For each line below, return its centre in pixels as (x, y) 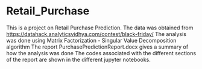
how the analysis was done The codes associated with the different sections (101, 53)
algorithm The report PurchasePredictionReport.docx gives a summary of (97, 47)
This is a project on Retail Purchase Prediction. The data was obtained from (100, 28)
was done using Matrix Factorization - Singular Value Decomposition (91, 40)
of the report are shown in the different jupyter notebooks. (78, 59)
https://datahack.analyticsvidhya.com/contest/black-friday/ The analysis (96, 34)
